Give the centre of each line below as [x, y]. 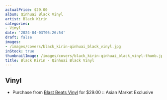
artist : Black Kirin [27, 19]
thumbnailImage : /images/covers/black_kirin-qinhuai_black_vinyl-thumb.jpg [85, 56]
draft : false [19, 38]
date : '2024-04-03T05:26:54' [35, 33]
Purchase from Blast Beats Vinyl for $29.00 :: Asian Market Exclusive [83, 93]
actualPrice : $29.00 [27, 10]
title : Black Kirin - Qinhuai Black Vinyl [50, 60]
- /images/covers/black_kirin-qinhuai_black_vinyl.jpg [63, 47]
